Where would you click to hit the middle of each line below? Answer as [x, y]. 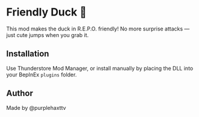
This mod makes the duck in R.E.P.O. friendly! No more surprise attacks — [98, 29]
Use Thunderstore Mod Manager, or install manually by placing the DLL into [100, 68]
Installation [28, 54]
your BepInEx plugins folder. [41, 75]
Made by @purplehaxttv [36, 107]
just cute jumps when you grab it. [47, 35]
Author [20, 93]
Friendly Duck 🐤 [47, 12]
